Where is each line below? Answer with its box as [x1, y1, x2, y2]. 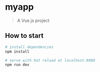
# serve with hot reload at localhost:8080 [5, 58, 96, 63]
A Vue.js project [17, 18, 50, 23]
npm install [5, 49, 29, 54]
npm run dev [5, 62, 29, 67]
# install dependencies [5, 44, 54, 50]
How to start [5, 32, 44, 40]
